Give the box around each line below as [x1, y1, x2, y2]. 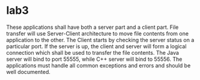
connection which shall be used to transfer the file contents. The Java [6, 49, 179, 56]
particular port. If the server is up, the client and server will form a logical [6, 43, 187, 50]
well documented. [6, 68, 51, 75]
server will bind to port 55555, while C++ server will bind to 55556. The [6, 55, 183, 63]
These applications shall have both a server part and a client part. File [6, 23, 179, 31]
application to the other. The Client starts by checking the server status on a [6, 36, 195, 43]
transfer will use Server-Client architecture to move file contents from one [6, 29, 189, 37]
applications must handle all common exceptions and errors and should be [6, 61, 191, 69]
